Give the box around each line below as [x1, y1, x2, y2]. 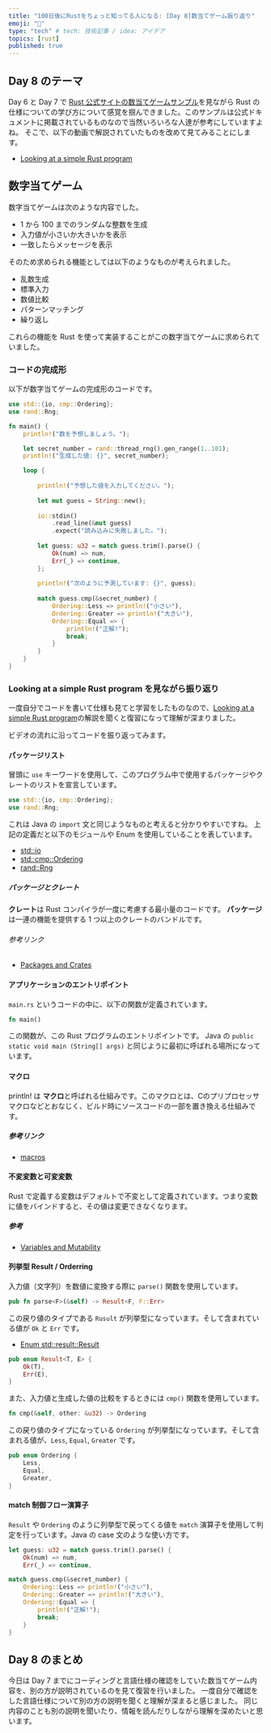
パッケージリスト [8, 750, 66, 760]
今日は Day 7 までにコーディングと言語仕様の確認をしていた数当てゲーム [8, 1676, 251, 1685]
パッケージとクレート [8, 882, 79, 892]
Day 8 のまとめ [8, 1653, 83, 1667]
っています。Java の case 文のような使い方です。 [29, 1530, 194, 1539]
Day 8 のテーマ [8, 74, 83, 87]
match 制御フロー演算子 [8, 1500, 89, 1510]
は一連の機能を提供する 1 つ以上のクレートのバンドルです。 [8, 914, 206, 924]
